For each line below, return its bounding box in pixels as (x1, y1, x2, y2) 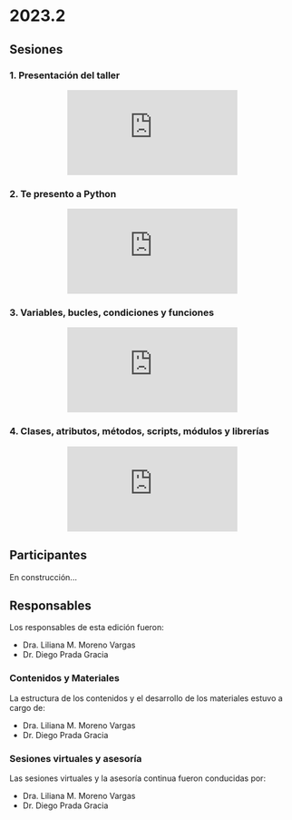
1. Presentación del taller (9, 69, 121, 82)
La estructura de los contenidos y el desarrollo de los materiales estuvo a (9, 692, 283, 704)
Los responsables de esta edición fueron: (9, 622, 165, 633)
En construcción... (9, 571, 77, 582)
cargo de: (9, 702, 45, 713)
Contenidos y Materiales (9, 672, 120, 685)
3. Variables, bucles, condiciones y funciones (9, 306, 215, 319)
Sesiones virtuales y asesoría (9, 752, 142, 765)
